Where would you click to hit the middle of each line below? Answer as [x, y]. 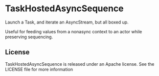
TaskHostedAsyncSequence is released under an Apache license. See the [80, 64]
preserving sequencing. [29, 37]
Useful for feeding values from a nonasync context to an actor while [74, 31]
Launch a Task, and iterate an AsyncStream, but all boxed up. [67, 22]
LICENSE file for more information [39, 69]
